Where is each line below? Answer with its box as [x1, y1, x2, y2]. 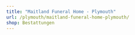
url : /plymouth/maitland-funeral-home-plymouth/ [6, 14, 130, 20]
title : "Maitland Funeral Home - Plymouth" [6, 8, 116, 15]
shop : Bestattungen [6, 20, 55, 26]
